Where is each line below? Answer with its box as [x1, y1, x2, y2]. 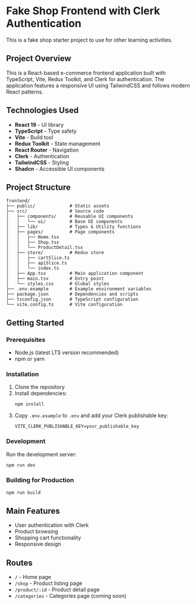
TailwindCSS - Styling [14, 159, 69, 166]
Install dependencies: [14, 390, 67, 397]
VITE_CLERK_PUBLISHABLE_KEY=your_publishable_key [14, 424, 140, 430]
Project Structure [6, 182, 71, 192]
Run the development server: [6, 450, 77, 457]
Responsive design [14, 540, 61, 548]
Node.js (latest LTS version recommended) [14, 349, 119, 356]
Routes [6, 558, 33, 568]
